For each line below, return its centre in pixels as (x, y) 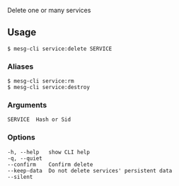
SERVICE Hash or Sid (39, 120)
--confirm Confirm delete (50, 164)
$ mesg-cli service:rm (41, 81)
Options (21, 137)
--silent (20, 177)
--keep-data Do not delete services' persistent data (90, 170)
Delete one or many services (49, 10)
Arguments (27, 105)
